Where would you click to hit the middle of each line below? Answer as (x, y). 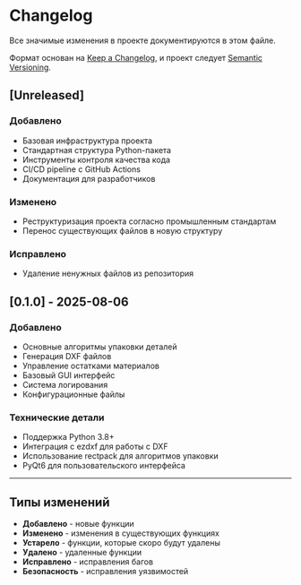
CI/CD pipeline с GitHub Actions (82, 169)
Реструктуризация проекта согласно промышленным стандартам (149, 221)
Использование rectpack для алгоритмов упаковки (120, 456)
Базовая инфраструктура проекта (87, 141)
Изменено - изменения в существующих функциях (120, 533)
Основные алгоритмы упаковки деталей (99, 347)
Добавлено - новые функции (78, 524)
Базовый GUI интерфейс (69, 375)
